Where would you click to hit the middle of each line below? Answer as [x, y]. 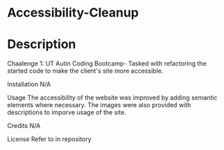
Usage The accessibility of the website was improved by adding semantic [112, 97]
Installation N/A [29, 84]
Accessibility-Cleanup [73, 13]
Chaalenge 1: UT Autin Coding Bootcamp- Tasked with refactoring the [107, 64]
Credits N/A [24, 126]
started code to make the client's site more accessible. [85, 71]
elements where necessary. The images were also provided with [99, 105]
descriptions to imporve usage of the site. [67, 113]
